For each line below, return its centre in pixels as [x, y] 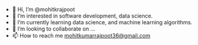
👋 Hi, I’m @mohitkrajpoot [44, 9]
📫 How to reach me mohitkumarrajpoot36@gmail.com [81, 36]
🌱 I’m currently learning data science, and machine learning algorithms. [102, 22]
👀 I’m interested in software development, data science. [82, 16]
